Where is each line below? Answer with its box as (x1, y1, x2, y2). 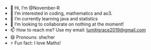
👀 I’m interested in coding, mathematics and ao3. (10, 10, 113, 16)
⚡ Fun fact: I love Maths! (10, 40, 61, 46)
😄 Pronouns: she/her (10, 34, 55, 40)
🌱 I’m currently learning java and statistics (10, 16, 98, 21)
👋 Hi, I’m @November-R (10, 5, 60, 11)
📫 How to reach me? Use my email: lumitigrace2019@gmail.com (10, 27, 146, 33)
